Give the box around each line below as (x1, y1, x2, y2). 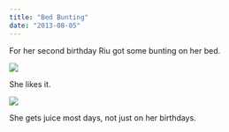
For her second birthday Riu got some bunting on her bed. (9, 45, 221, 55)
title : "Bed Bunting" (9, 12, 89, 22)
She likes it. (9, 78, 51, 89)
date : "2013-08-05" (9, 21, 81, 30)
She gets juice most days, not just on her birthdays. (9, 112, 196, 123)
